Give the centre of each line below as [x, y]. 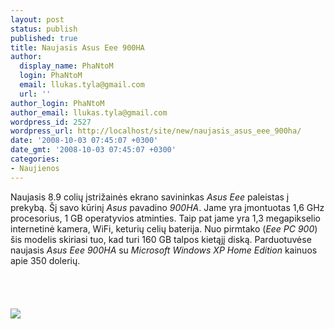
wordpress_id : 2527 [51, 122]
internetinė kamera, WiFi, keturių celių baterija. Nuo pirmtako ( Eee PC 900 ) [164, 228]
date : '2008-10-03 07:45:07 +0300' [84, 141]
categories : [35, 159]
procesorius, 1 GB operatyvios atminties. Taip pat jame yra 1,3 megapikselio [165, 218]
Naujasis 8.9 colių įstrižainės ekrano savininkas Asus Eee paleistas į [150, 197]
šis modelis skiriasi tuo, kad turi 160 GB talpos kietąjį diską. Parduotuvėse [161, 239]
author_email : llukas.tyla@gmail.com [89, 112]
